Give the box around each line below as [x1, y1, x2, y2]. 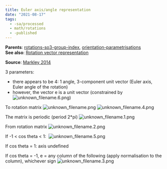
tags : [5, 16, 17, 21]
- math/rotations [10, 26, 46, 31]
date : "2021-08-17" [5, 12, 46, 17]
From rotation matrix [5, 123, 48, 129]
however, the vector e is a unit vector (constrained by [12, 89, 123, 95]
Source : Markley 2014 [5, 59, 51, 65]
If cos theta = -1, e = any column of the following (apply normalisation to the [5, 153, 162, 158]
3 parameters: [5, 69, 35, 75]
